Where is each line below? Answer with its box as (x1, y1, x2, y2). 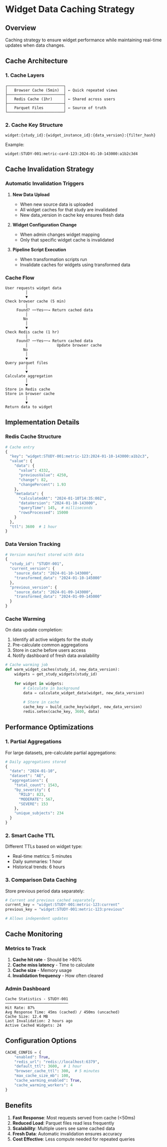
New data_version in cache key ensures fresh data (20, 212, 124, 218)
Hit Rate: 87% (5, 1005, 35, 1011)
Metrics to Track (5, 945, 46, 952)
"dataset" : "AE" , (10, 773, 46, 778)
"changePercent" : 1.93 (18, 482, 66, 487)
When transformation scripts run (20, 256, 88, 262)
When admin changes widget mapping (20, 231, 100, 237)
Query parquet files (5, 360, 49, 365)
